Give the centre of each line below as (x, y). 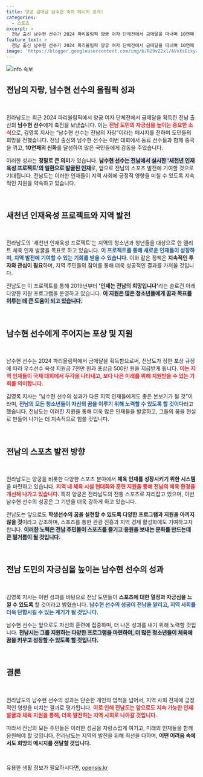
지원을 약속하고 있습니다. (47, 183)
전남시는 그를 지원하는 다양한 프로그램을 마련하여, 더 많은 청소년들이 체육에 (106, 632)
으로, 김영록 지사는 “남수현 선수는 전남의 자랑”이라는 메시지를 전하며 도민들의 (101, 132)
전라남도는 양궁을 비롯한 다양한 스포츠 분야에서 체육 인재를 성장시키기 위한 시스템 (101, 479)
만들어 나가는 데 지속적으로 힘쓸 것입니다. (61, 419)
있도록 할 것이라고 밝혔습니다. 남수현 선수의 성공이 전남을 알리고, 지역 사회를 (107, 604)
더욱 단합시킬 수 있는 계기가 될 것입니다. (52, 612)
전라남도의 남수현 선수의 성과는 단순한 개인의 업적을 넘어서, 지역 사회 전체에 (95, 700)
